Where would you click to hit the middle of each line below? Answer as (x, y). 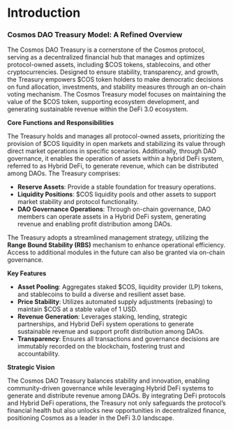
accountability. (38, 354)
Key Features (27, 273)
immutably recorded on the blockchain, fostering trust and (101, 347)
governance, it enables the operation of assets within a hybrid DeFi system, (116, 159)
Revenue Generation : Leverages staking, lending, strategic (103, 317)
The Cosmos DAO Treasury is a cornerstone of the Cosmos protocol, (106, 50)
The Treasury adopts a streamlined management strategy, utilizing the (108, 238)
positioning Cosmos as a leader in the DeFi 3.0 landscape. (91, 418)
